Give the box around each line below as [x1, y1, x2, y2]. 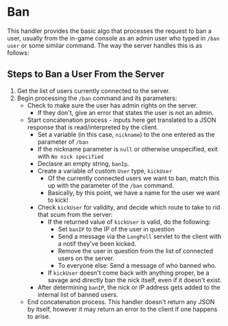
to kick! [47, 196, 68, 204]
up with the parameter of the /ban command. [47, 181, 175, 189]
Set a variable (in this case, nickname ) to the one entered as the [37, 130, 215, 138]
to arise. [27, 312, 51, 321]
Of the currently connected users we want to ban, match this [47, 174, 220, 182]
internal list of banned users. [37, 290, 118, 299]
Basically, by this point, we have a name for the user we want [47, 188, 220, 197]
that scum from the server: [37, 210, 113, 218]
